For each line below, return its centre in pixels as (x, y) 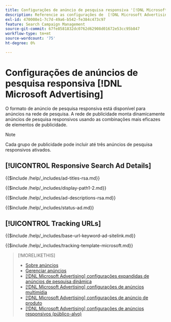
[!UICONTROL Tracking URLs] (53, 224)
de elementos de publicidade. (36, 125)
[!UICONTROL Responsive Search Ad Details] (78, 166)
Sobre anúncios (42, 266)
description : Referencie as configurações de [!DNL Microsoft (74, 15)
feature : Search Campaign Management (45, 24)
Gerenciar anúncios (46, 271)
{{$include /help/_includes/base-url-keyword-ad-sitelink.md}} (70, 236)
